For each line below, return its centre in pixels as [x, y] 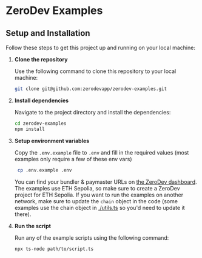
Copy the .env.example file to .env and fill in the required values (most [102, 152]
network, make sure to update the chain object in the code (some [96, 201]
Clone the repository [41, 59]
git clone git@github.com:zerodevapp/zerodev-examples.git [91, 89]
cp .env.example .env [45, 170]
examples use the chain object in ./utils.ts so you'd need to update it [100, 207]
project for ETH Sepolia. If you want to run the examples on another [99, 195]
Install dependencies [42, 100]
